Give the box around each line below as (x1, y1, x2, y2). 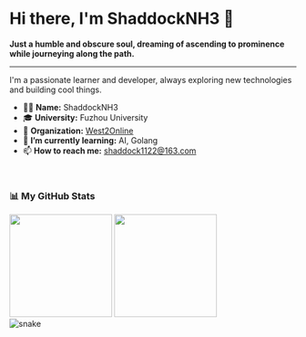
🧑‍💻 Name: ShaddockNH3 (22, 101, 118, 112)
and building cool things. (9, 84, 102, 95)
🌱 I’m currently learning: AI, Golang (22, 134, 158, 145)
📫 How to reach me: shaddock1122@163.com (22, 145, 197, 156)
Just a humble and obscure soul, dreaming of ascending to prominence (9, 38, 285, 49)
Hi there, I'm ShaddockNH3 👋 (9, 8, 235, 29)
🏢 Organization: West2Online (22, 125, 134, 136)
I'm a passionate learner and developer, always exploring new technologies (9, 74, 292, 85)
